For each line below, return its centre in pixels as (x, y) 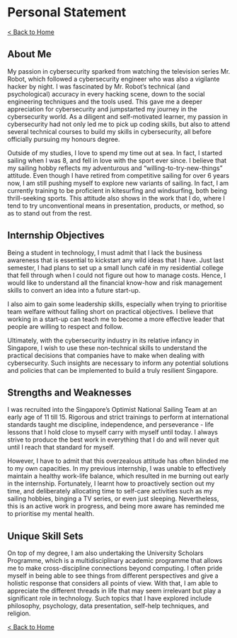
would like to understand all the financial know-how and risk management (115, 282)
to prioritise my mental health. (51, 514)
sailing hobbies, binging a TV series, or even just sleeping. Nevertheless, (113, 499)
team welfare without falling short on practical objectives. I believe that (110, 311)
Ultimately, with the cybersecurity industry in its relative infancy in (103, 340)
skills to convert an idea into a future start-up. (74, 290)
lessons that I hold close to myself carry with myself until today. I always (112, 432)
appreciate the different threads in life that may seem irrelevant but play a (114, 591)
